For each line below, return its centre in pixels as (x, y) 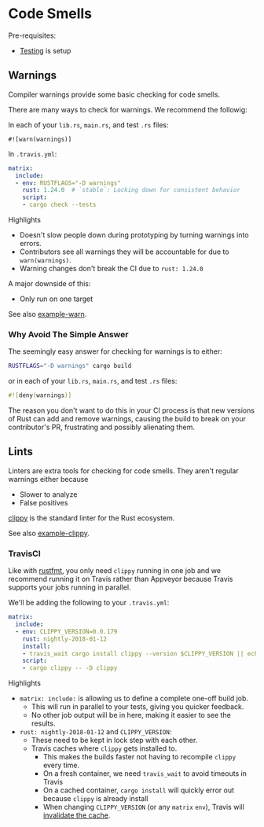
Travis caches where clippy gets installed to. (104, 748)
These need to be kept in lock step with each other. (114, 741)
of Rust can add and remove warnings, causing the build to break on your (127, 419)
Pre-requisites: (32, 35)
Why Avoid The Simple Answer (68, 334)
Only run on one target (56, 299)
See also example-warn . (48, 314)
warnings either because (48, 479)
